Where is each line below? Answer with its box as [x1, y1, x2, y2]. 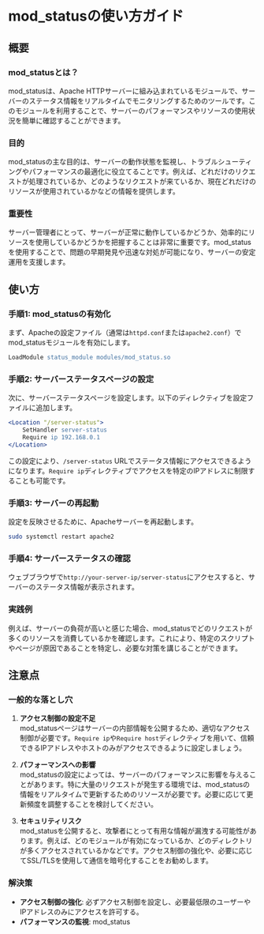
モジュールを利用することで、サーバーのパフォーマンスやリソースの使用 [14, 106, 248, 115]
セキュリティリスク [19, 816, 82, 826]
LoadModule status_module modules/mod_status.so [8, 353, 171, 362]
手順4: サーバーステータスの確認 [8, 552, 132, 563]
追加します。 [35, 403, 77, 412]
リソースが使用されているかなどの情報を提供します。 [8, 186, 180, 196]
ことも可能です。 [14, 476, 70, 485]
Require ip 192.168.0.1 [22, 434, 101, 442]
